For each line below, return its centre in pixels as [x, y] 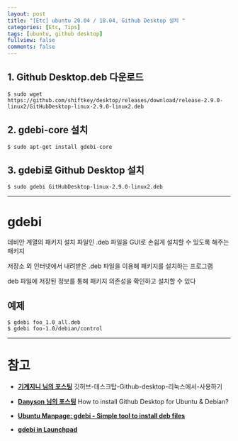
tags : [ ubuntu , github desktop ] [55, 34]
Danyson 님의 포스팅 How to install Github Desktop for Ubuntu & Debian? [123, 402]
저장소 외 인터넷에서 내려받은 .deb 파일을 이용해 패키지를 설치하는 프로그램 [110, 266]
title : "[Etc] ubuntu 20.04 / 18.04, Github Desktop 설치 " [96, 21]
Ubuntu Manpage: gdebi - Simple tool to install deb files [101, 416]
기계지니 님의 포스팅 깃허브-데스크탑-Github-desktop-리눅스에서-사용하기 [120, 386]
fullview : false [31, 40]
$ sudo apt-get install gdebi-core [60, 147]
